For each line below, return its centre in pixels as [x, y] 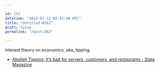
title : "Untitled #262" [29, 23]
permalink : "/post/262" [29, 32]
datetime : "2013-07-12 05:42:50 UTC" [43, 18]
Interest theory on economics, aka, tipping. [48, 50]
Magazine [22, 65]
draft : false [18, 27]
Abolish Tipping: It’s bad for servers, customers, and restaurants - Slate [83, 59]
